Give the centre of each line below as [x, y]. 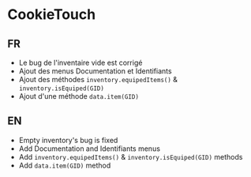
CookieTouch [52, 15]
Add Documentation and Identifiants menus [90, 149]
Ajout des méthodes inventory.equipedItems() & [98, 79]
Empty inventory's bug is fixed [68, 140]
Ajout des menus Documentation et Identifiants [95, 71]
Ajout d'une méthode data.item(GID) [79, 96]
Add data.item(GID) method [65, 165]
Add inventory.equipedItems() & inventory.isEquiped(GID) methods [131, 156]
